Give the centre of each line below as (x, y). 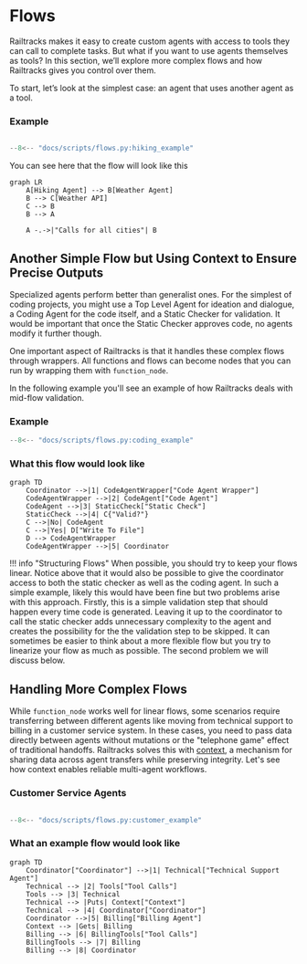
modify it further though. (56, 333)
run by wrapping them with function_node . (89, 370)
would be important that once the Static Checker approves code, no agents (151, 323)
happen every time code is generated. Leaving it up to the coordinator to (146, 612)
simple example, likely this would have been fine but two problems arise (145, 592)
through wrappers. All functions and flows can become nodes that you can (150, 361)
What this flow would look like (77, 464)
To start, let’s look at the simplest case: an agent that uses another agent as (152, 88)
